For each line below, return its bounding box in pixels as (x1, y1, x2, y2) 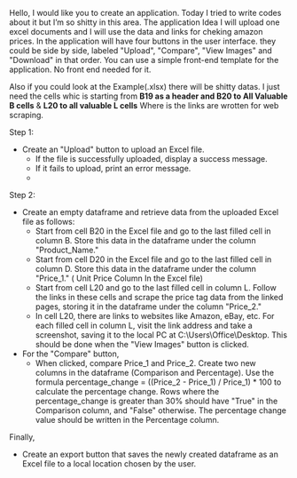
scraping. (9, 110, 44, 120)
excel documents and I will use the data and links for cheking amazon (9, 27, 263, 36)
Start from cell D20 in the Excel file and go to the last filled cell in (35, 254, 272, 265)
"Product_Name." (35, 244, 99, 255)
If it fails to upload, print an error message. (35, 163, 191, 173)
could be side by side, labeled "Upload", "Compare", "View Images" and (9, 45, 272, 56)
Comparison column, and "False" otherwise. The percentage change (35, 405, 286, 416)
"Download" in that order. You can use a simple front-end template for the (9, 55, 279, 65)
